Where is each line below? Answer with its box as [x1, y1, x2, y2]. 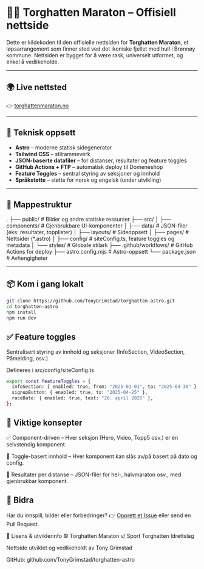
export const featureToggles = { [6, 378, 91, 384]
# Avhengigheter [6, 254, 49, 262]
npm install [6, 309, 36, 315]
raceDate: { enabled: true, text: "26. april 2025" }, [12, 395, 154, 401]
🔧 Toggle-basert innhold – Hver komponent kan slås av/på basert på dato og [6, 453, 197, 460]
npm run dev [6, 315, 36, 321]
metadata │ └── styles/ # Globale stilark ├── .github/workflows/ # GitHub [6, 242, 193, 249]
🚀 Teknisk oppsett [6, 127, 76, 138]
